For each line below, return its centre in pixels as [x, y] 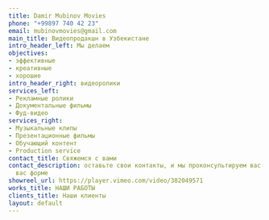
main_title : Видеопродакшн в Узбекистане [79, 38]
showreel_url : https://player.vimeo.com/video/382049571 [106, 181]
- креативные [30, 68]
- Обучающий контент [43, 143]
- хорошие [25, 76]
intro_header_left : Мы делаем [59, 46]
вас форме [32, 173]
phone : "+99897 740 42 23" [54, 23]
